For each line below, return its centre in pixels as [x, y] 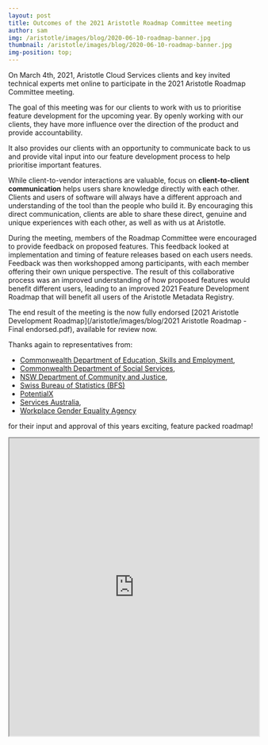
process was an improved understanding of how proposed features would [129, 280]
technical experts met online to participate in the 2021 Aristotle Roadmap [127, 83]
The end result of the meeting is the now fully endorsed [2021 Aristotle [124, 312]
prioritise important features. [55, 165]
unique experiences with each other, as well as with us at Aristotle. [117, 222]
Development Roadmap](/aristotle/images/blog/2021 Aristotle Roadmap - [128, 321]
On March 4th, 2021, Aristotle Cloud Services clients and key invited [119, 75]
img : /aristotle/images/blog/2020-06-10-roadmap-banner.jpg [110, 38]
